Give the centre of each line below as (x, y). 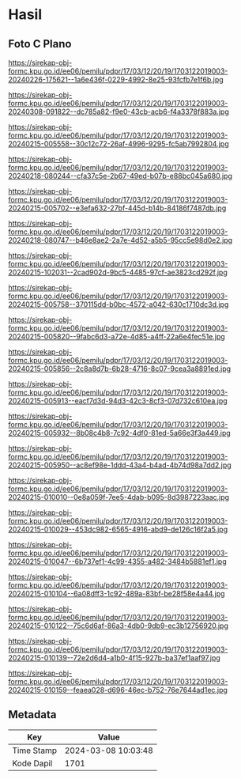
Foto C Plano (40, 44)
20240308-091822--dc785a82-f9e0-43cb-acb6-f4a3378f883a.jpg (119, 112)
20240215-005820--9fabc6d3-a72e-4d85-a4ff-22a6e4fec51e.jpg (117, 337)
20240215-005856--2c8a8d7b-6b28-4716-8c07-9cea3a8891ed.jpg (120, 369)
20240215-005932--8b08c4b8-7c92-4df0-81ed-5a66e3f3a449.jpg (119, 433)
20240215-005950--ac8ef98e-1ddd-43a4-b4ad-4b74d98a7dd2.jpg (120, 465)
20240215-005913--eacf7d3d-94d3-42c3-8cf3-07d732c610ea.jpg (118, 401)
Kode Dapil (32, 763)
